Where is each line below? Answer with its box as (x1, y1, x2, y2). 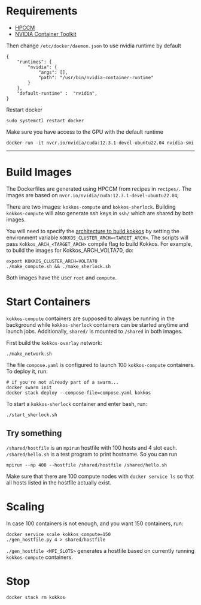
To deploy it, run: (6, 368, 48, 375)
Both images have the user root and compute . (6, 274, 117, 281)
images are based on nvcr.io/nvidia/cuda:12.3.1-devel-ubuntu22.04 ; (6, 191, 179, 198)
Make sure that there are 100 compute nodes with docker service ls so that (6, 472, 194, 480)
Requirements (6, 4, 78, 18)
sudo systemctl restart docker (6, 118, 84, 124)
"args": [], (38, 69, 68, 76)
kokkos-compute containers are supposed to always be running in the (6, 315, 175, 322)
